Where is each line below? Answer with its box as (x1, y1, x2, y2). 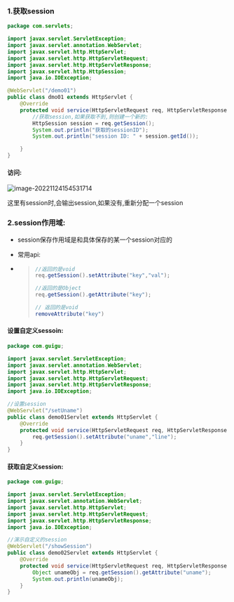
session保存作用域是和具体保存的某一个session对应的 (17, 235, 173, 244)
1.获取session (7, 6, 55, 15)
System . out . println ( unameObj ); (32, 575, 124, 582)
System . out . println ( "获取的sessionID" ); (32, 126, 149, 133)
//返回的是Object (34, 284, 82, 292)
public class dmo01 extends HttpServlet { (7, 93, 133, 101)
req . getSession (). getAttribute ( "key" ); (34, 292, 152, 299)
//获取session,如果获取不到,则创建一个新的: (32, 113, 149, 120)
